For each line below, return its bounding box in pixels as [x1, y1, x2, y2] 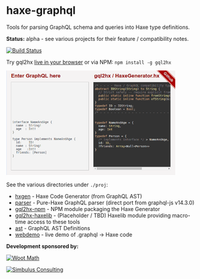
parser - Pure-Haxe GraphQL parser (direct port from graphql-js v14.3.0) [14, 199, 195, 206]
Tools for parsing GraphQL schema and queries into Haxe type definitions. [6, 23, 190, 31]
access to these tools [27, 218, 80, 225]
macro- [172, 212, 190, 219]
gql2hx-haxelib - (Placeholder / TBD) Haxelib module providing [14, 212, 171, 219]
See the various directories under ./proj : [6, 181, 108, 188]
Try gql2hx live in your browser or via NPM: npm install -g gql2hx [6, 58, 172, 66]
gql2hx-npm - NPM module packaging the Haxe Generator [14, 206, 160, 213]
